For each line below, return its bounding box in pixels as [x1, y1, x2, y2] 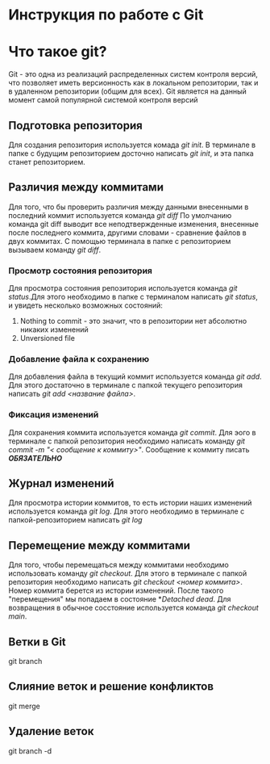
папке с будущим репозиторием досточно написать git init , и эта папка [8, 148, 254, 158]
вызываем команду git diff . [8, 245, 102, 254]
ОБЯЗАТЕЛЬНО [8, 453, 63, 463]
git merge [8, 701, 40, 711]
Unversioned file [19, 334, 75, 343]
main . [8, 611, 27, 621]
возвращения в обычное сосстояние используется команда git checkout [8, 603, 260, 613]
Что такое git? [8, 43, 107, 61]
